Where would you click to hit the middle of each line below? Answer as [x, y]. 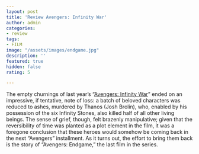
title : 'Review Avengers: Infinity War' [57, 17]
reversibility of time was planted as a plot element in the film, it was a [90, 126]
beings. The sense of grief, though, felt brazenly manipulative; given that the [99, 120]
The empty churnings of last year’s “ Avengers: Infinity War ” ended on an [94, 94]
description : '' [26, 56]
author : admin [24, 23]
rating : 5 [18, 72]
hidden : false [24, 67]
